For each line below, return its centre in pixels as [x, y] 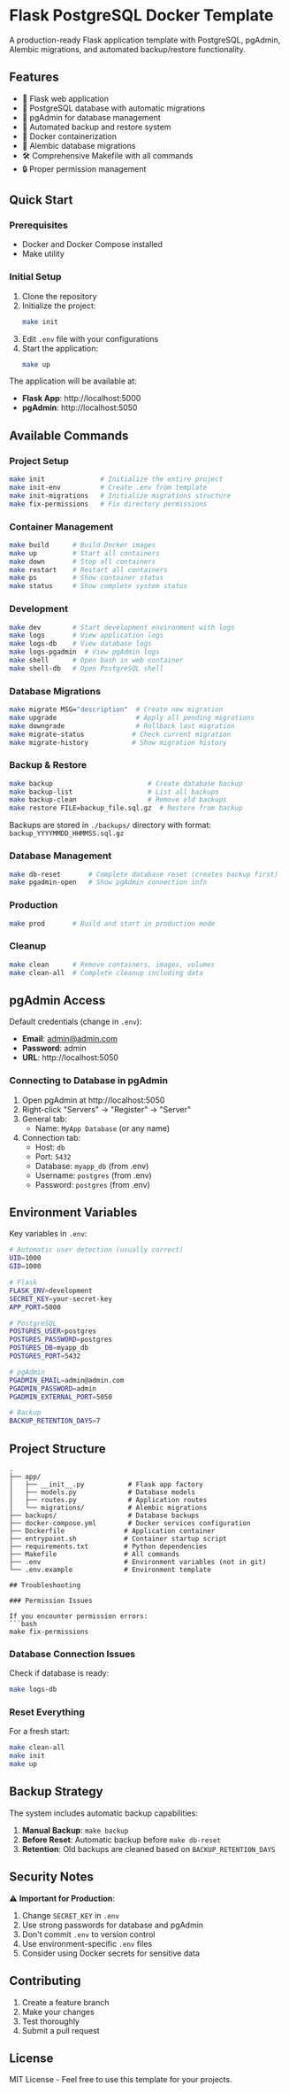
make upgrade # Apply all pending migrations [132, 717]
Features [34, 78]
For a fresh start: [40, 1732]
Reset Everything [47, 1712]
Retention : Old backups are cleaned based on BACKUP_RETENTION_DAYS [148, 1849]
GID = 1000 [25, 1267]
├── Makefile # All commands [94, 1554]
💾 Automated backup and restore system [96, 127]
